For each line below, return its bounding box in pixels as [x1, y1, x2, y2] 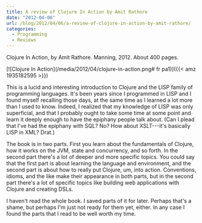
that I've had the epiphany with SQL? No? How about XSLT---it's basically [6, 122, 190, 129]
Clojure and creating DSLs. [6, 185, 73, 193]
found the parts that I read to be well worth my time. [6, 210, 136, 217]
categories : [6, 25, 36, 32]
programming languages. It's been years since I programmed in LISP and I [6, 90, 192, 97]
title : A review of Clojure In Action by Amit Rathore [6, 8, 148, 15]
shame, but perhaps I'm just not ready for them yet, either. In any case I [6, 204, 185, 211]
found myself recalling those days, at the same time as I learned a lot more [6, 96, 193, 104]
